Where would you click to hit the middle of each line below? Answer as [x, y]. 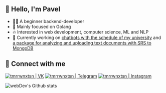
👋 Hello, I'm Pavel [33, 9]
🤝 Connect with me [35, 64]
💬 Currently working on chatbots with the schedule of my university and [87, 37]
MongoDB [23, 48]
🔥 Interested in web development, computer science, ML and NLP [80, 32]
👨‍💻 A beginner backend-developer [48, 21]
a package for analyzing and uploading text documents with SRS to [82, 42]
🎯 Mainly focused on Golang [42, 26]
